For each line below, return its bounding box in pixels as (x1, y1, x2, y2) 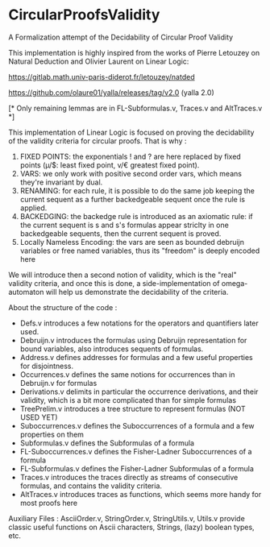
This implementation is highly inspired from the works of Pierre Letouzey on (8, 48, 260, 57)
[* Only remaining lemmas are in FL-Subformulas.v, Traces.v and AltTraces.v (8, 103, 263, 113)
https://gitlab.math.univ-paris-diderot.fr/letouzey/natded (8, 72, 195, 81)
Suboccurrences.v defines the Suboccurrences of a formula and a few (19, 421, 255, 430)
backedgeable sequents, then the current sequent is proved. (19, 228, 222, 238)
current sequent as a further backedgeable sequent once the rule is (19, 194, 246, 204)
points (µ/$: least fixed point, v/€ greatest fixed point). (19, 160, 200, 170)
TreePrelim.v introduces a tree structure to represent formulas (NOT (19, 404, 246, 413)
